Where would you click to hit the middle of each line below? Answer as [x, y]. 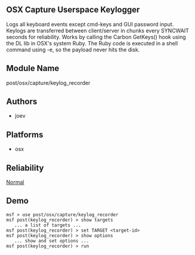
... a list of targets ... [48, 225]
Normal [15, 182]
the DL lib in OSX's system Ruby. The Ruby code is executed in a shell [92, 43]
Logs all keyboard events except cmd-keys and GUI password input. [90, 24]
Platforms [25, 135]
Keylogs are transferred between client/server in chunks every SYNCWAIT [98, 30]
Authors [22, 102]
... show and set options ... [52, 241]
